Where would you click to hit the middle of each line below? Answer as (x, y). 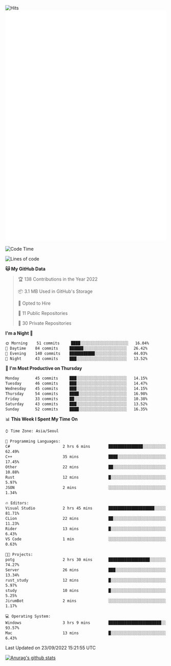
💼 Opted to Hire (34, 303)
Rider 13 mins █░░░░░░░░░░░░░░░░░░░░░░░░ (86, 529)
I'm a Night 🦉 (19, 333)
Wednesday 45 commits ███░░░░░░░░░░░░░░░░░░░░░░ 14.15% (76, 389)
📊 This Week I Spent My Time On (41, 419)
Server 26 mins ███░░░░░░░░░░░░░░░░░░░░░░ (86, 570)
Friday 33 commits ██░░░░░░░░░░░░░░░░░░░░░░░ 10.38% (76, 399)
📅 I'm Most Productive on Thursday (44, 368)
